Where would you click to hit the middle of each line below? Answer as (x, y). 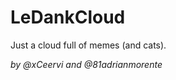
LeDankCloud (68, 17)
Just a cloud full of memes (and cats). (88, 45)
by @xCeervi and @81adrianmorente (86, 64)
